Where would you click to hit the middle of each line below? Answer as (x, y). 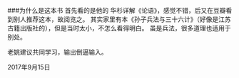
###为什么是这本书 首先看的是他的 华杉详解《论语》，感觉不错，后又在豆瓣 (117, 10)
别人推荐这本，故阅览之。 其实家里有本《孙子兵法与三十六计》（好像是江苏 (122, 19)
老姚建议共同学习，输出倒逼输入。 (57, 52)
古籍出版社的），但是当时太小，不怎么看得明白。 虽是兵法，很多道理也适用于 (119, 28)
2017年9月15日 (29, 67)
